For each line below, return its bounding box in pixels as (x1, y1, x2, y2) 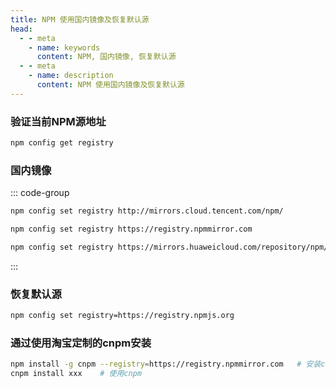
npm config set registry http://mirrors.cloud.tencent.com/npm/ (10, 206, 284, 216)
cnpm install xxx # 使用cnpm (10, 369, 142, 379)
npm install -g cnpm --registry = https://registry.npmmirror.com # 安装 (10, 359, 322, 370)
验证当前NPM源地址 (10, 114, 107, 128)
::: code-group (10, 187, 70, 199)
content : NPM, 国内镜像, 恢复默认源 (36, 52, 177, 62)
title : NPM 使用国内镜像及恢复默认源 (10, 14, 150, 25)
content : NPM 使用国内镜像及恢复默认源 (36, 80, 185, 90)
